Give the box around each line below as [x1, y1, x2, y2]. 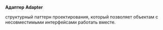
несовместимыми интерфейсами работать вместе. [5, 19, 116, 25]
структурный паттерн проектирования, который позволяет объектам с [5, 14, 158, 19]
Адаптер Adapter [5, 4, 43, 10]
